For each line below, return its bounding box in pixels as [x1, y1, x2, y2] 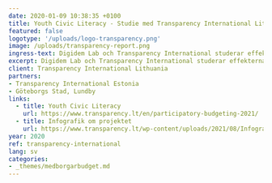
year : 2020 [8, 132, 45, 140]
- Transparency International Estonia [8, 79, 139, 87]
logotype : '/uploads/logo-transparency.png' [8, 34, 161, 43]
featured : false [8, 27, 63, 35]
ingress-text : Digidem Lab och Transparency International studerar [8, 49, 244, 57]
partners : [8, 72, 42, 80]
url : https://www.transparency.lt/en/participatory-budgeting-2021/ [23, 110, 259, 118]
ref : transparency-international [8, 139, 121, 148]
